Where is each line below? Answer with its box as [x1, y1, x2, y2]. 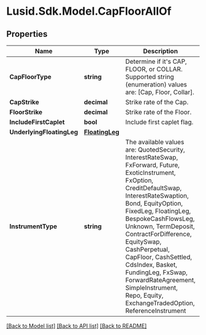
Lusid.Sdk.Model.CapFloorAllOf [6, 4, 172, 18]
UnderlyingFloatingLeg [9, 128, 78, 136]
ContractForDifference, [125, 230, 192, 238]
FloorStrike [9, 108, 43, 116]
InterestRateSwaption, [125, 191, 189, 200]
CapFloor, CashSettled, [125, 253, 192, 261]
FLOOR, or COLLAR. [125, 65, 183, 73]
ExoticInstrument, [125, 169, 176, 177]
